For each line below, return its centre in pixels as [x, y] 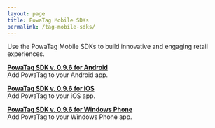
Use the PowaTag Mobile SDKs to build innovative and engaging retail [108, 47]
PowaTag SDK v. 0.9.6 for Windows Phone [70, 110]
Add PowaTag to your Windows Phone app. [70, 117]
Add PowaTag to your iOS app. [51, 96]
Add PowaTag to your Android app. [58, 75]
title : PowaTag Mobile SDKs [48, 20]
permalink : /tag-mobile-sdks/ [51, 27]
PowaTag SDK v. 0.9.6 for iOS [51, 89]
